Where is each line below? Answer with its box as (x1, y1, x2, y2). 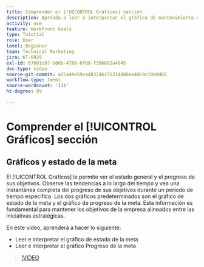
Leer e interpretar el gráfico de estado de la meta (15, 235, 138, 243)
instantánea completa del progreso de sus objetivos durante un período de (6, 186, 193, 193)
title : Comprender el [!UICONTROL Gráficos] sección (6, 9, 143, 15)
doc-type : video (6, 65, 47, 72)
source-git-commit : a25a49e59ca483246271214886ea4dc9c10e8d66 (6, 71, 167, 77)
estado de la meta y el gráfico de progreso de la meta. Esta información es (6, 199, 193, 206)
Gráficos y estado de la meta (6, 157, 117, 168)
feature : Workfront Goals (6, 26, 72, 32)
